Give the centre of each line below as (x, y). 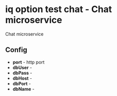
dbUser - (22, 67)
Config (16, 50)
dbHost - (22, 78)
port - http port (28, 62)
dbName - (23, 89)
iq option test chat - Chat (59, 9)
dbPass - (22, 73)
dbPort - (22, 83)
